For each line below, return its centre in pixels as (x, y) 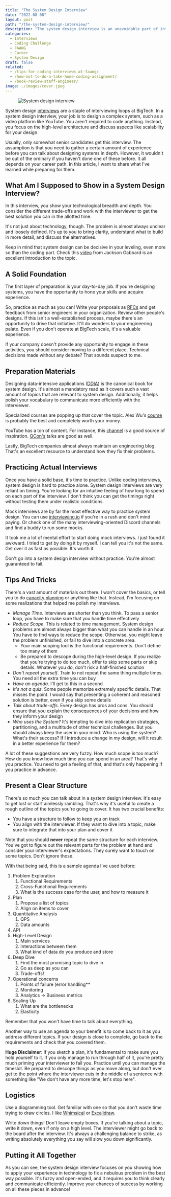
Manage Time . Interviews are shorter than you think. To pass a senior (85, 613)
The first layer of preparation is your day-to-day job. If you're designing (80, 286)
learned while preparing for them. (40, 169)
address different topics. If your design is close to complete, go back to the (84, 1036)
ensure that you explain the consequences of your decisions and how (85, 711)
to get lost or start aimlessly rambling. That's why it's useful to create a (80, 803)
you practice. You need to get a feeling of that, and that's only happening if (84, 764)
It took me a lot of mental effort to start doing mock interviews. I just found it (85, 537)
